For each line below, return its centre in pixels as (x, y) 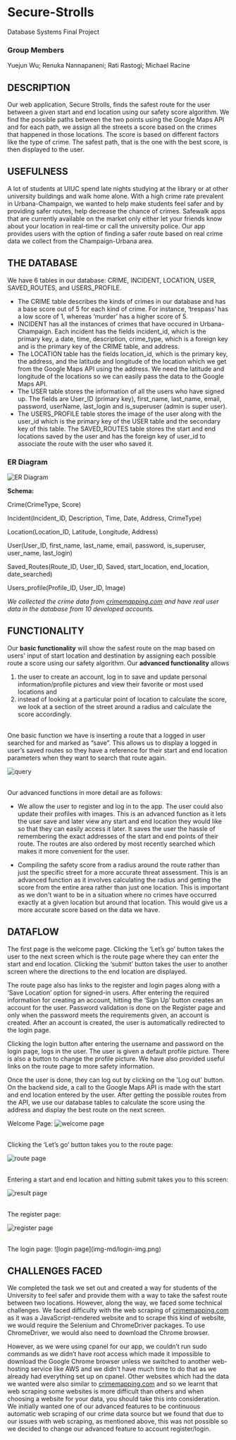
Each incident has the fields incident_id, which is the (130, 331)
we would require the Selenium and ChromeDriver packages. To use (106, 1325)
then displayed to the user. (46, 149)
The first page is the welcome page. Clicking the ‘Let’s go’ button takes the (116, 949)
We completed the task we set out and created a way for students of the (112, 1288)
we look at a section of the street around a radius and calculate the (114, 706)
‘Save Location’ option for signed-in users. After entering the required (108, 992)
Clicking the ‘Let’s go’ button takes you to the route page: (90, 1144)
